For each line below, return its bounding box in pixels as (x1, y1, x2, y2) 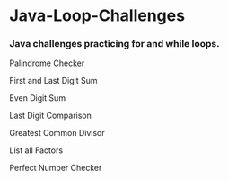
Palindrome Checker (9, 58, 85, 68)
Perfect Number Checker (9, 163, 102, 174)
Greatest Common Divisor (9, 128, 105, 139)
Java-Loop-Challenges (9, 5, 186, 26)
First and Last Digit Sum (9, 76, 98, 86)
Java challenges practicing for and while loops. (9, 38, 220, 50)
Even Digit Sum (9, 93, 66, 103)
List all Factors (9, 145, 64, 156)
